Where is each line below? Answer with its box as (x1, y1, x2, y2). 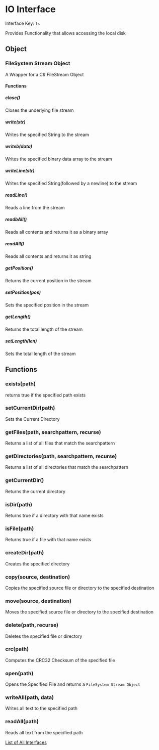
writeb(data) (5, 143, 33, 149)
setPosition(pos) (5, 289, 41, 295)
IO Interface (5, 4, 56, 15)
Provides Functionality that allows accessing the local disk (5, 30, 126, 36)
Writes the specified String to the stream (5, 131, 90, 138)
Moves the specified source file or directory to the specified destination (5, 609, 154, 615)
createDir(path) (5, 549, 44, 556)
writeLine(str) (5, 167, 35, 173)
